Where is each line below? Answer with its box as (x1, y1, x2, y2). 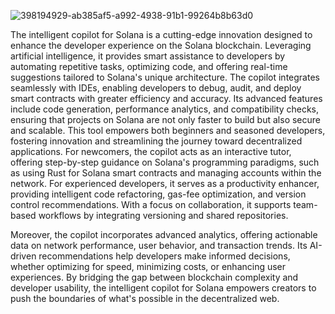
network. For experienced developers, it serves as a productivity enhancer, (10, 178, 320, 189)
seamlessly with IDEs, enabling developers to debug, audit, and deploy (10, 82, 302, 94)
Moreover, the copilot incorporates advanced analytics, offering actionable (10, 229, 318, 240)
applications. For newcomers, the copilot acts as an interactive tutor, (10, 146, 292, 157)
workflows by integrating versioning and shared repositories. (38, 210, 289, 221)
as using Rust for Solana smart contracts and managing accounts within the (10, 167, 322, 179)
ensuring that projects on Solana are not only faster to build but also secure (10, 114, 321, 125)
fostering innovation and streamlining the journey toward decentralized (10, 135, 303, 147)
